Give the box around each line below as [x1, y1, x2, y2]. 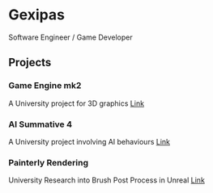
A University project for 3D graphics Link [8, 99, 144, 108]
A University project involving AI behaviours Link [8, 136, 170, 146]
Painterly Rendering [8, 157, 89, 168]
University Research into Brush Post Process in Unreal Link [8, 175, 205, 185]
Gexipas [8, 6, 65, 24]
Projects [8, 56, 52, 69]
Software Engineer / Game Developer [8, 32, 133, 42]
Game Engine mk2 [8, 80, 82, 91]
